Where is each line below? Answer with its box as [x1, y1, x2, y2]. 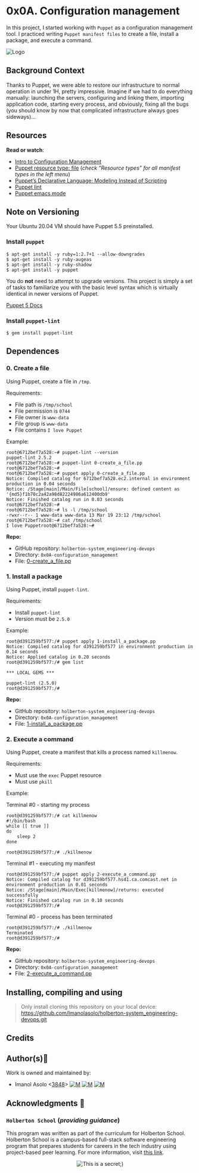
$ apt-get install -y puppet [6, 267, 79, 273]
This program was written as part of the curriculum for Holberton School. [6, 1129, 186, 1137]
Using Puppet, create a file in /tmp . [6, 377, 91, 385]
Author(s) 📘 [6, 1053, 49, 1064]
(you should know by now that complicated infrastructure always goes [6, 106, 179, 114]
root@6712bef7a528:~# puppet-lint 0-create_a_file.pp [6, 460, 143, 466]
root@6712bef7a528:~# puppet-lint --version [6, 449, 119, 455]
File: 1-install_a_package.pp [14, 720, 83, 727]
